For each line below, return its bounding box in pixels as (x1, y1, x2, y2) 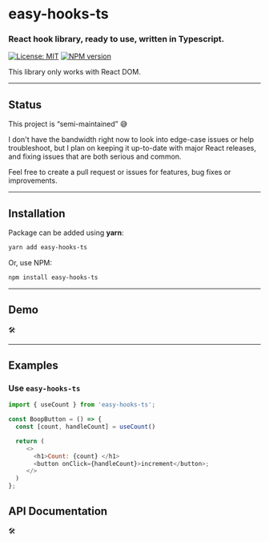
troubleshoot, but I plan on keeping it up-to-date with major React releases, (8, 144, 256, 153)
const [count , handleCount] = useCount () (15, 423, 156, 431)
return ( (15, 437, 45, 445)
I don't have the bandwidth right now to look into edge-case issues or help (8, 135, 255, 144)
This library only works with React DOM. (8, 67, 142, 77)
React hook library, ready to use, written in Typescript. (8, 34, 225, 45)
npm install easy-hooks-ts (8, 273, 98, 281)
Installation (8, 206, 66, 220)
